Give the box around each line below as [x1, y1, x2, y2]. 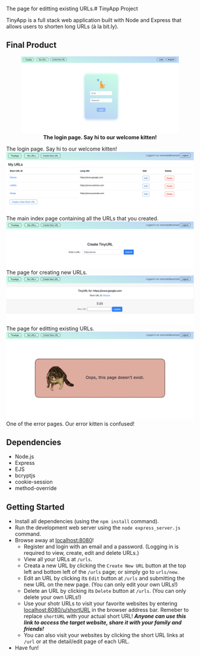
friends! [23, 625, 45, 633]
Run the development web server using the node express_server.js [14, 524, 181, 532]
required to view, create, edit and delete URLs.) [23, 549, 139, 557]
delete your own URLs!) [23, 593, 82, 601]
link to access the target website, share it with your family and [23, 619, 182, 626]
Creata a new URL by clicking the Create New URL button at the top [23, 562, 186, 569]
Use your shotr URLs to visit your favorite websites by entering [23, 600, 177, 607]
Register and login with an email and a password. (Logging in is [23, 543, 179, 550]
